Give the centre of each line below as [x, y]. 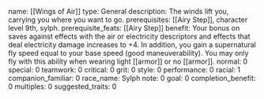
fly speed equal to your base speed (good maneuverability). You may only [128, 53]
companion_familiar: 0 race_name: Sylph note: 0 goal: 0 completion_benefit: [132, 78]
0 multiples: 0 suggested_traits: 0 [62, 86]
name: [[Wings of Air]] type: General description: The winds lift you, [119, 11]
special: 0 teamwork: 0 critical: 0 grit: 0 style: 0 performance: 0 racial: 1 [124, 70]
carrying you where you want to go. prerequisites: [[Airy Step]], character [128, 20]
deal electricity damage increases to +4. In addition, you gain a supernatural [132, 45]
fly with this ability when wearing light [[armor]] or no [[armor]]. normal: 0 [128, 61]
